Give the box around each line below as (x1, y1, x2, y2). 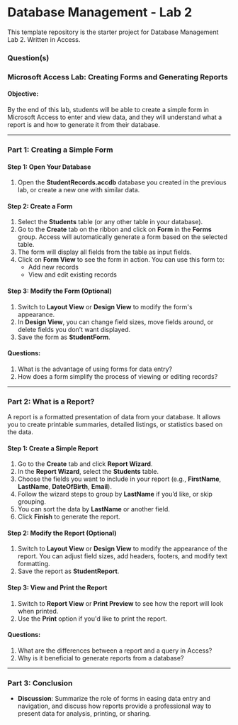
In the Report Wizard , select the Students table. (17, 467, 159, 476)
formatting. (17, 560, 51, 568)
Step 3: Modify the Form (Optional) (7, 287, 112, 295)
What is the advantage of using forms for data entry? (17, 365, 172, 373)
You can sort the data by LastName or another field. (17, 505, 170, 514)
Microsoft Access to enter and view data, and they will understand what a (7, 113, 222, 121)
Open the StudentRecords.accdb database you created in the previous (17, 178, 227, 187)
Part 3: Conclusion (7, 678, 73, 688)
